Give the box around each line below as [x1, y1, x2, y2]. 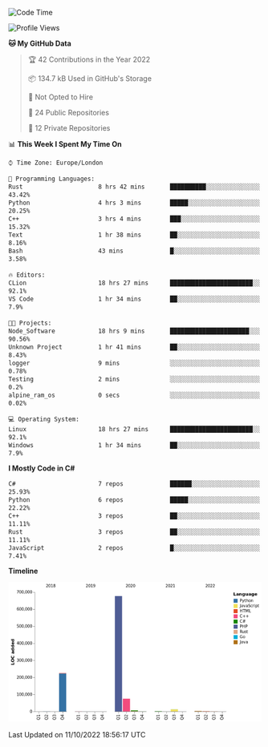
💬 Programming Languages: [8, 175, 95, 183]
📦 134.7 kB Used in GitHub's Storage [27, 74, 152, 83]
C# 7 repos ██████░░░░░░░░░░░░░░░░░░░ [8, 480, 261, 488]
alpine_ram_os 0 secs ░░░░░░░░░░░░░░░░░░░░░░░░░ [8, 391, 261, 399]
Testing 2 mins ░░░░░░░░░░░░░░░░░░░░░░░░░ [8, 375, 261, 383]
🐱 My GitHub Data [8, 38, 72, 48]
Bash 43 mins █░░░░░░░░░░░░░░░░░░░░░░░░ [8, 247, 261, 255]
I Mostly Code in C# [8, 463, 75, 473]
